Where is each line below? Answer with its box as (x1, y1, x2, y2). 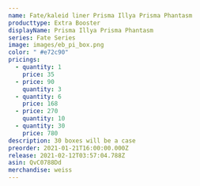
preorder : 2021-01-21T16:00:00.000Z (8, 144, 129, 152)
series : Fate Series (8, 33, 77, 42)
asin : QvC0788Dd (8, 159, 62, 167)
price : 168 (22, 100, 58, 108)
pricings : (8, 56, 41, 64)
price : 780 (22, 129, 58, 137)
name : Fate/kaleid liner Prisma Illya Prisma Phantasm (8, 11, 193, 20)
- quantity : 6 (15, 93, 62, 101)
